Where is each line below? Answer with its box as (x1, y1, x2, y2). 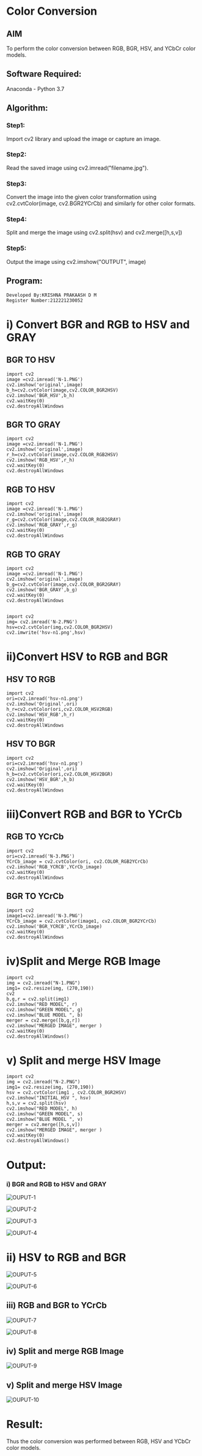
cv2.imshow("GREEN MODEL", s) (6, 1111, 84, 1117)
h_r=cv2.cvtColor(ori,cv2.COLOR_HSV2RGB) (6, 706, 114, 712)
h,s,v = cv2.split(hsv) (6, 1101, 67, 1107)
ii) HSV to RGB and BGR (6, 1251, 126, 1265)
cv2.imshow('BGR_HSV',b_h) (6, 392, 75, 398)
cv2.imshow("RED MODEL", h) (6, 1105, 78, 1112)
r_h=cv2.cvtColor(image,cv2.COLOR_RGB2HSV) (6, 452, 119, 458)
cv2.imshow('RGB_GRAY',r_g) (6, 522, 78, 528)
